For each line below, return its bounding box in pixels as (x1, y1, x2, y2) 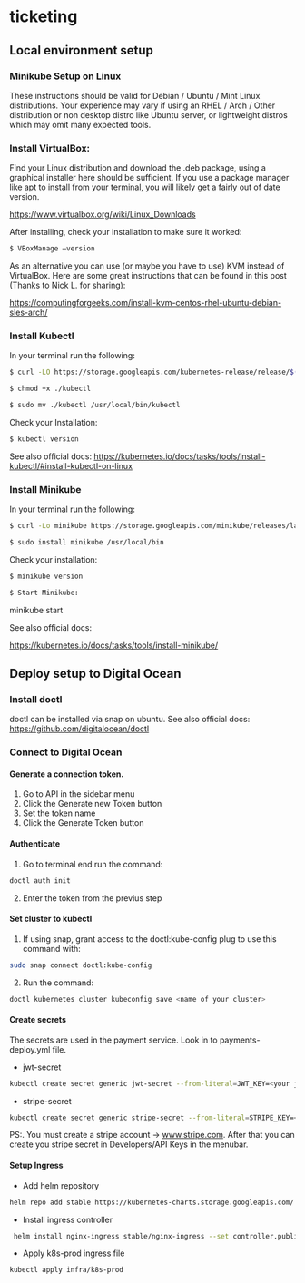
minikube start (9, 604, 64, 615)
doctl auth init (9, 876, 71, 886)
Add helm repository (22, 1180, 100, 1190)
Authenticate (9, 838, 61, 849)
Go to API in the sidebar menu (22, 788, 135, 799)
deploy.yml (9, 1043, 51, 1054)
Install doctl (9, 692, 63, 705)
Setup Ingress (9, 1160, 64, 1171)
